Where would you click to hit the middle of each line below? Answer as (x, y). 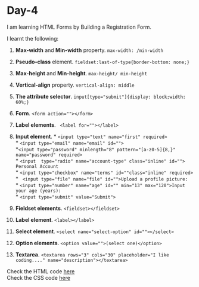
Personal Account (37, 166)
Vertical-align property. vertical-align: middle (75, 85)
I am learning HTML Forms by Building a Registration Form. (79, 27)
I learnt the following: (33, 38)
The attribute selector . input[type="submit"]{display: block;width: (100, 96)
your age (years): (38, 191)
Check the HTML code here (41, 271)
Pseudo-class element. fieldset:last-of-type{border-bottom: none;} (102, 62)
